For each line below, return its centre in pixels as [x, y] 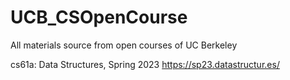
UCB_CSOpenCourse [99, 17]
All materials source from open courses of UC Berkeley [124, 45]
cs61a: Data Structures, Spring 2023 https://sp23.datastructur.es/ [145, 64]
